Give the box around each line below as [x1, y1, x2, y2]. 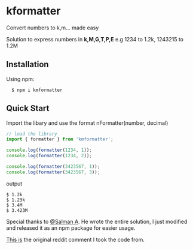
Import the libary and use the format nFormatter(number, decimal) [6, 119, 169, 127]
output [6, 180, 23, 187]
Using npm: [6, 75, 35, 82]
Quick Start [6, 103, 50, 113]
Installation [6, 59, 49, 70]
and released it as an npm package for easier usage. [6, 224, 136, 232]
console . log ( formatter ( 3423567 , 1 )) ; [6, 164, 100, 170]
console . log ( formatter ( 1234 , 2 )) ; [6, 153, 93, 159]
